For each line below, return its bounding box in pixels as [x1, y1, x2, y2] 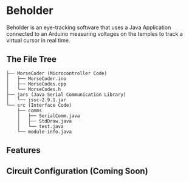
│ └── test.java [17, 123, 64, 129]
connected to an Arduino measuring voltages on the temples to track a [6, 30, 184, 37]
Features [6, 145, 41, 155]
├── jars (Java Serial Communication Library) [6, 92, 126, 98]
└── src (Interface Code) [6, 102, 72, 108]
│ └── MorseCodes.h [6, 86, 61, 92]
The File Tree [6, 54, 57, 64]
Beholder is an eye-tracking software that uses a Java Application [6, 24, 171, 31]
